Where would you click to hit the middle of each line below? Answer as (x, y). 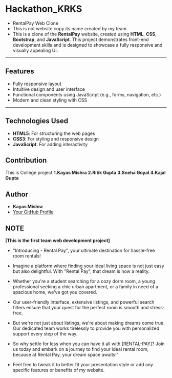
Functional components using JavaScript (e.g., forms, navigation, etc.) (87, 94)
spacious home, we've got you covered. (55, 292)
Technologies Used (37, 121)
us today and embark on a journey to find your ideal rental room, (81, 349)
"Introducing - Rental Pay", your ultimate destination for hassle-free (84, 250)
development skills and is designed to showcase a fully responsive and (88, 45)
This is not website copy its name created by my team (70, 28)
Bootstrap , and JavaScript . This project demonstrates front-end (81, 39)
